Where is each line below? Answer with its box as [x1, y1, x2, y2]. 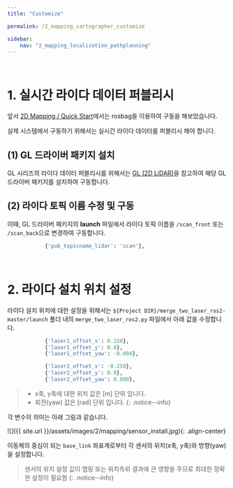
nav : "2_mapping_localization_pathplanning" [20, 42, 151, 49]
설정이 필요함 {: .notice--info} [31, 473, 114, 482]
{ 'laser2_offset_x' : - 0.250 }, [44, 363, 133, 370]
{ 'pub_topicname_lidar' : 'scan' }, [44, 242, 145, 250]
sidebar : [7, 36, 33, 43]
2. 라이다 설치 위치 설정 [7, 282, 132, 297]
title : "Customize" [7, 10, 64, 17]
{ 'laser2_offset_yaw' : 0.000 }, [44, 376, 136, 383]
